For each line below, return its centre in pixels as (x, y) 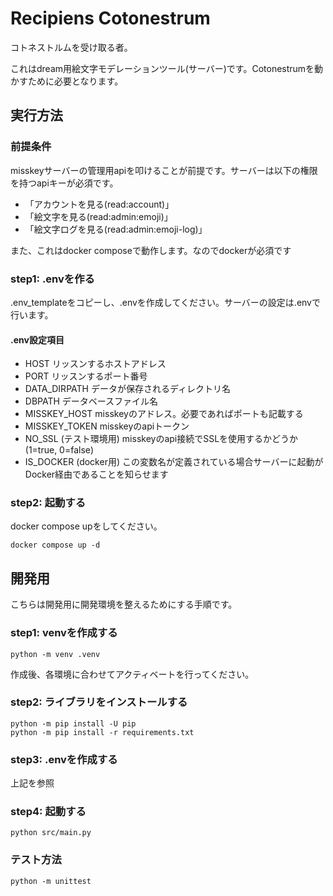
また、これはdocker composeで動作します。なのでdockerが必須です (151, 250)
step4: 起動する (48, 812)
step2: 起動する (48, 503)
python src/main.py (51, 833)
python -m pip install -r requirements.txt (102, 732)
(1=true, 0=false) (59, 450)
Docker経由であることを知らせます (96, 474)
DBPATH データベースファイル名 (91, 401)
